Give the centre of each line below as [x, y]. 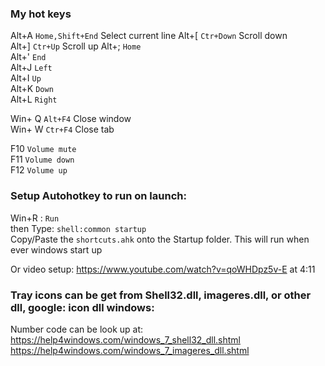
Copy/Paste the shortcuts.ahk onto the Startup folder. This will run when [160, 239]
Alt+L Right [34, 99]
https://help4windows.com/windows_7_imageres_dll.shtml [130, 350]
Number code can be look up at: [77, 329]
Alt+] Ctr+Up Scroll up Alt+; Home [76, 46]
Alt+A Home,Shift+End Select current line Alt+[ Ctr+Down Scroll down [149, 36]
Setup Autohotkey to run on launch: [98, 196]
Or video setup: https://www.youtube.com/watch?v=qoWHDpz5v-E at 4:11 [163, 269]
